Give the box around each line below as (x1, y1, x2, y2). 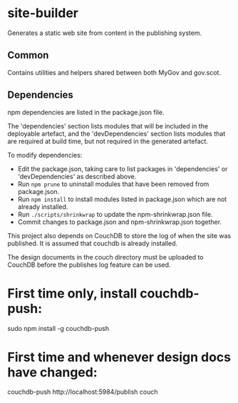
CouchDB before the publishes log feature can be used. (7, 260, 171, 269)
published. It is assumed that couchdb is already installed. (7, 239, 178, 248)
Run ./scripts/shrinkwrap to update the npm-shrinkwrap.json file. (17, 210, 213, 218)
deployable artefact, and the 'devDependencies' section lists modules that (7, 129, 226, 138)
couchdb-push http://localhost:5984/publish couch (7, 387, 158, 397)
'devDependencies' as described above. (17, 172, 137, 180)
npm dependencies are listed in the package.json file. (7, 108, 165, 116)
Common (7, 49, 49, 61)
